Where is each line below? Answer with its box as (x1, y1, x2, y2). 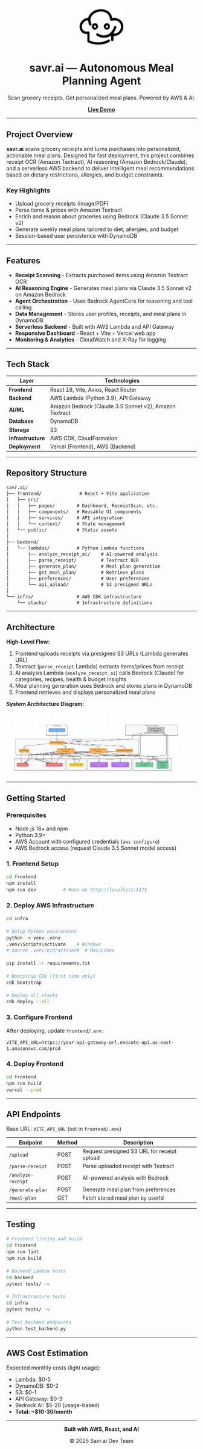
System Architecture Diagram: (6, 701, 85, 708)
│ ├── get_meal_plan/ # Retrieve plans (6, 570, 145, 576)
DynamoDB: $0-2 (14, 1382, 59, 1390)
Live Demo (88, 106, 115, 113)
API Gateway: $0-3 (14, 1395, 63, 1402)
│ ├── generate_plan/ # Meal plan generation (6, 563, 161, 570)
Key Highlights (6, 186, 50, 195)
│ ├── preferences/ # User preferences (6, 576, 150, 582)
